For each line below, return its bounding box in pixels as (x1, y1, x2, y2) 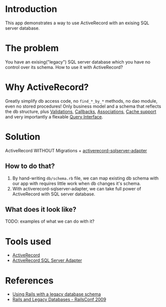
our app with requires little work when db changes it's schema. (12, 180, 141, 186)
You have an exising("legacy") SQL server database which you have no (5, 59, 151, 65)
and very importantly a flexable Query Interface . (5, 114, 103, 120)
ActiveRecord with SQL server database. (12, 191, 96, 197)
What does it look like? (5, 205, 77, 214)
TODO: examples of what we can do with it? (5, 218, 95, 224)
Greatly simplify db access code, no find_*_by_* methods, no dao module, (5, 98, 158, 104)
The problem (5, 43, 59, 54)
